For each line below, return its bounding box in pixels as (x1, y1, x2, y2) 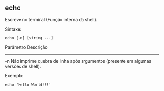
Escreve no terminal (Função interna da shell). (5, 17, 98, 22)
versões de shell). (5, 63, 41, 69)
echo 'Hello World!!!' (5, 82, 51, 87)
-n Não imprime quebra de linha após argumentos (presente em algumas (5, 58, 152, 64)
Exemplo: (5, 73, 24, 78)
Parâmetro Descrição (5, 44, 48, 50)
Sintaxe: (5, 26, 21, 32)
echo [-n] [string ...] (5, 36, 54, 40)
